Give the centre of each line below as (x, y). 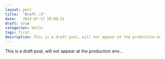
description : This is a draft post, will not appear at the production (80, 37)
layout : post (18, 10)
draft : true (17, 23)
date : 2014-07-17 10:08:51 (35, 19)
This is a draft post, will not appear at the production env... (64, 51)
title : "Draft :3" (25, 14)
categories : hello (24, 28)
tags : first (17, 32)
